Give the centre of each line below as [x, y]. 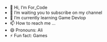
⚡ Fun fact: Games [29, 35]
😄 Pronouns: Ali [26, 30]
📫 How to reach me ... [33, 23]
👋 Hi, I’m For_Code [29, 7]
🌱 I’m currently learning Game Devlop [48, 18]
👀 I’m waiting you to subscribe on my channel [56, 13]
